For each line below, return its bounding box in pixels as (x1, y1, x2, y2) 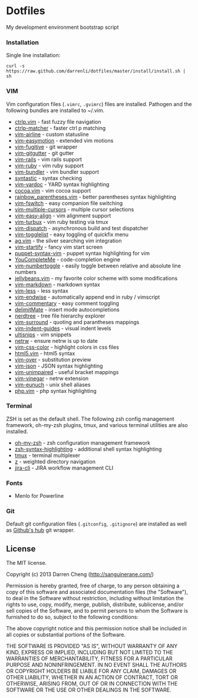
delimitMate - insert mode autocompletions (14, 306, 120, 313)
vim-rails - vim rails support (14, 156, 82, 163)
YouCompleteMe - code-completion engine (14, 256, 121, 263)
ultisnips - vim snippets (14, 331, 72, 338)
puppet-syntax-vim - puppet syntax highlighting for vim (14, 249, 150, 257)
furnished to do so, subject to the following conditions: (6, 614, 138, 621)
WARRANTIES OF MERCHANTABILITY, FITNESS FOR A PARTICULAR (6, 655, 173, 662)
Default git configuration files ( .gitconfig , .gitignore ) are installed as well (6, 520, 187, 528)
